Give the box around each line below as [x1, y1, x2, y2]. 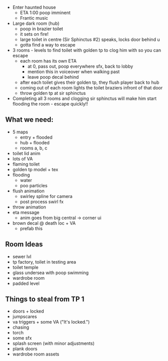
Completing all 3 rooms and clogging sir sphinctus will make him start [12, 95, 157, 101]
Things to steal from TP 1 [5, 295, 85, 303]
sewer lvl [12, 253, 32, 260]
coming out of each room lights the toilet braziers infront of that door [20, 85, 163, 90]
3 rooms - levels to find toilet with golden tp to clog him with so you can [12, 47, 161, 53]
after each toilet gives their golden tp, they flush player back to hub [20, 79, 159, 85]
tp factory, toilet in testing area [12, 259, 76, 265]
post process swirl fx [20, 198, 64, 204]
